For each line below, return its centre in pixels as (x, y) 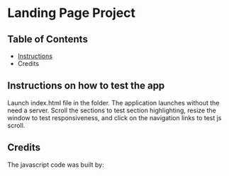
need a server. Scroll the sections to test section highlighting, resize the (112, 110)
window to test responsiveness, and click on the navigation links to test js (114, 117)
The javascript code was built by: (56, 165)
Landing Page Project (72, 13)
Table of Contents (48, 39)
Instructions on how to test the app (86, 86)
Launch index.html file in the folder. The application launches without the (113, 102)
